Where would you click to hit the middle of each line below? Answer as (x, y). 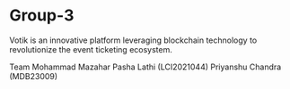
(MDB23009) (34, 76)
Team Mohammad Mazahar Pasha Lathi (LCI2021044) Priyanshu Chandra (145, 67)
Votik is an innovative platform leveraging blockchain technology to (133, 40)
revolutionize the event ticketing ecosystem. (91, 49)
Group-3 (42, 16)
